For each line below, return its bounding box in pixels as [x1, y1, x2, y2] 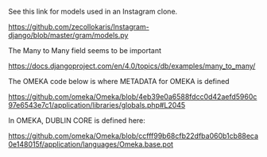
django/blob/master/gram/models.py [8, 31, 129, 40]
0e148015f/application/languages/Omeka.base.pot [8, 140, 173, 149]
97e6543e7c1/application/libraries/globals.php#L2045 [8, 101, 186, 109]
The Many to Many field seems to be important [8, 46, 161, 55]
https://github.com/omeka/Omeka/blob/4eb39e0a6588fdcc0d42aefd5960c [8, 92, 257, 101]
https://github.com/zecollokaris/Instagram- [8, 22, 149, 31]
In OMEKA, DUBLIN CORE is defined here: [8, 116, 145, 125]
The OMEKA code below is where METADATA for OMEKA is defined [8, 77, 230, 86]
